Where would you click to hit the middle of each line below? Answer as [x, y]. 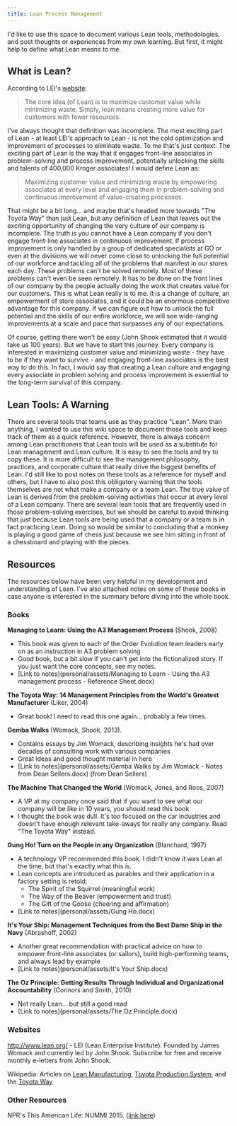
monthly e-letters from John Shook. [59, 1060]
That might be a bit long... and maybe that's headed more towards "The [111, 211]
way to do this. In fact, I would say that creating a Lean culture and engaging [119, 367]
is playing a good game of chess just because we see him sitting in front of [117, 534]
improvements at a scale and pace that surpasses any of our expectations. [116, 323]
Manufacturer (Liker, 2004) [48, 703]
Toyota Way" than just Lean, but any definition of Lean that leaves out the [114, 218]
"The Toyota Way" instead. [57, 832]
